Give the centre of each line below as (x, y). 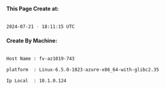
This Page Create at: (33, 9)
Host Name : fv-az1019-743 (40, 59)
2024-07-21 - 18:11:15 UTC (40, 27)
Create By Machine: (32, 40)
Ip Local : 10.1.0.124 (37, 81)
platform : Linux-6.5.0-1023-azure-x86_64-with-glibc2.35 (83, 70)
